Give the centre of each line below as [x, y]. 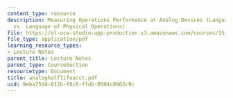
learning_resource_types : [44, 46]
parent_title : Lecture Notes [49, 59]
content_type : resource [42, 13]
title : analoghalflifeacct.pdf [52, 78]
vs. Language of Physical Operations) [70, 26]
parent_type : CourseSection [48, 65]
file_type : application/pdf [48, 39]
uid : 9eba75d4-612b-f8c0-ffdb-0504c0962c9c [71, 84]
